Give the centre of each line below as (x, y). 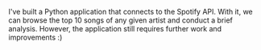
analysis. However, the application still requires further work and (115, 29)
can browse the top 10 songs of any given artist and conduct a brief (121, 20)
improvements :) (35, 37)
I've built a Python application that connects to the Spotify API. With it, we (131, 12)
